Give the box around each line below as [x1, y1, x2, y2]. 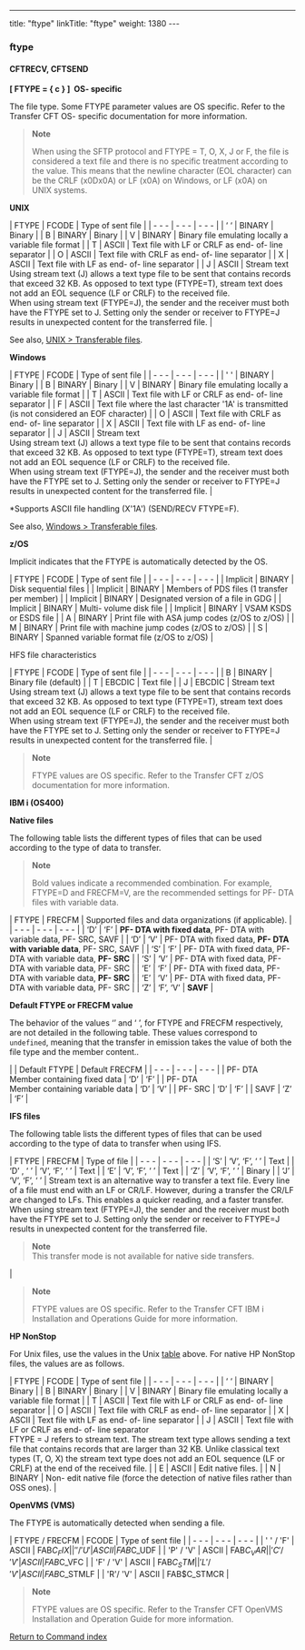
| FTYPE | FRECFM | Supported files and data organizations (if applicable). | [9, 915, 292, 926]
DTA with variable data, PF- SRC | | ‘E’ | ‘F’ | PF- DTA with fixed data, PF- [9, 963, 280, 974]
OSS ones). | [9, 1483, 57, 1493]
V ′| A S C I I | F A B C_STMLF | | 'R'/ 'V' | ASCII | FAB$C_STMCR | [11, 1568, 230, 1579]
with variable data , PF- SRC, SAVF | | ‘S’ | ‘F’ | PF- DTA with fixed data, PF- [9, 944, 290, 955]
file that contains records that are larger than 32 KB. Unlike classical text [9, 1443, 280, 1454]
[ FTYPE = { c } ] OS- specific [9, 84, 123, 95]
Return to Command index [9, 1631, 107, 1642]
